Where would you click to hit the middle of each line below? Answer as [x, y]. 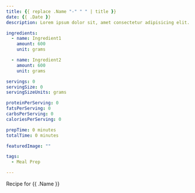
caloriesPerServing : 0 [34, 119]
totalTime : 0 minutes [32, 136]
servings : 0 [20, 82]
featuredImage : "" [28, 146]
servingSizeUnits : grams [36, 92]
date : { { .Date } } [28, 17]
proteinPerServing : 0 [32, 103]
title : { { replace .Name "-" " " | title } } [61, 11]
